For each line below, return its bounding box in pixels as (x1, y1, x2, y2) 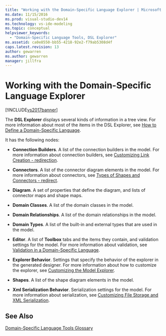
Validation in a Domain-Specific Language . (12, 247, 100, 253)
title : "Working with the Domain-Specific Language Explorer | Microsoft (5, 7, 162, 12)
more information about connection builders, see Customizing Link (12, 152, 150, 158)
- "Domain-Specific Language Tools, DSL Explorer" (9, 35, 117, 40)
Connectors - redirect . (12, 178, 58, 184)
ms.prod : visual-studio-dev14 (5, 16, 68, 21)
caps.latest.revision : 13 (5, 44, 59, 49)
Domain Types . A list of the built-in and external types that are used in (12, 222, 158, 228)
